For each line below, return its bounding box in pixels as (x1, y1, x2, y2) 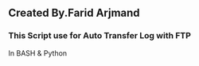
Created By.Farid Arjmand (8, 6, 141, 20)
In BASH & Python (8, 48, 68, 58)
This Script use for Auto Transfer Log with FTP (8, 30, 191, 41)
